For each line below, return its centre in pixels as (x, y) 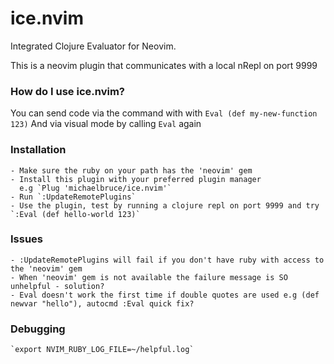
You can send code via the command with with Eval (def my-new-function (164, 113)
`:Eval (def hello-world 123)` (75, 214)
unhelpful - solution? (57, 286)
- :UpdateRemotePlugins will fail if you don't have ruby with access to (167, 260)
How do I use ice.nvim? (67, 91)
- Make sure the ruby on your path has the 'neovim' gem (131, 170)
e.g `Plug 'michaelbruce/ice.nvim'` (95, 188)
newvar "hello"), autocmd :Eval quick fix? (102, 303)
